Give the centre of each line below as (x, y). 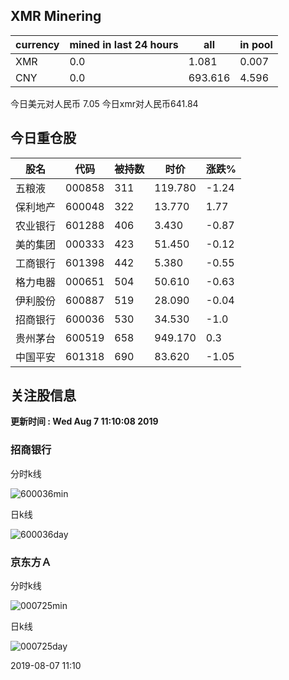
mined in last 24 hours (124, 44)
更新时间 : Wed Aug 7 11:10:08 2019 (84, 421)
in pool (256, 44)
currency (37, 44)
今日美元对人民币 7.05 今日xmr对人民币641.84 (104, 103)
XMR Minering (56, 16)
